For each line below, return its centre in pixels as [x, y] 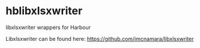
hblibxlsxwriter [44, 11]
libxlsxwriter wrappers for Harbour [48, 27]
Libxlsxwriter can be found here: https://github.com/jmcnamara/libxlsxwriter [100, 39]
